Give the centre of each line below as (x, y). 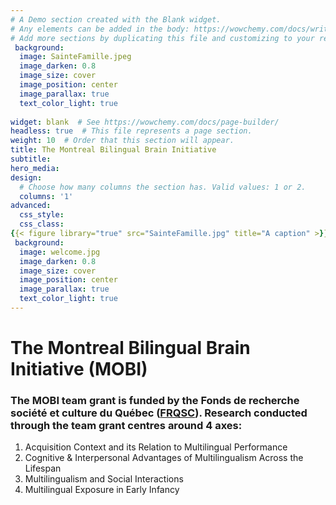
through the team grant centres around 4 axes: (126, 425)
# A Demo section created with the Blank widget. (116, 19)
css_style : (42, 215)
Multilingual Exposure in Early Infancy (102, 490)
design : (26, 177)
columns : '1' (46, 196)
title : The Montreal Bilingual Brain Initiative (113, 150)
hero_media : (35, 168)
